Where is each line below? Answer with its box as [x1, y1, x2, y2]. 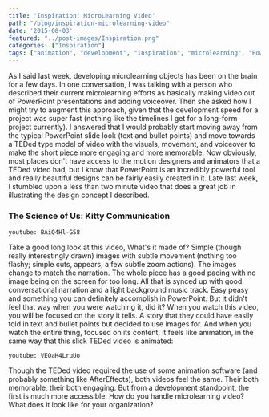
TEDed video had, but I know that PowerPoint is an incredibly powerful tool [8, 165, 255, 174]
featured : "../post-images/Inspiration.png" [8, 34, 159, 43]
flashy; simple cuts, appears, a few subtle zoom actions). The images [8, 260, 237, 269]
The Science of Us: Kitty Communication [8, 210, 171, 221]
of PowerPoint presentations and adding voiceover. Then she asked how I [8, 97, 251, 106]
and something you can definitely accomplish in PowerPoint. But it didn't [8, 294, 248, 303]
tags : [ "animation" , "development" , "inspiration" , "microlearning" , [8, 49, 246, 57]
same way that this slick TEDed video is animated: [8, 336, 174, 346]
